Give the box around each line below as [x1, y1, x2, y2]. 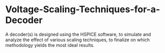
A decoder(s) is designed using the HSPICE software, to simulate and [5, 31, 151, 37]
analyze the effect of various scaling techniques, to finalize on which [5, 37, 150, 43]
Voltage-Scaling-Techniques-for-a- [5, 4, 160, 15]
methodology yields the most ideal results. [5, 42, 95, 48]
